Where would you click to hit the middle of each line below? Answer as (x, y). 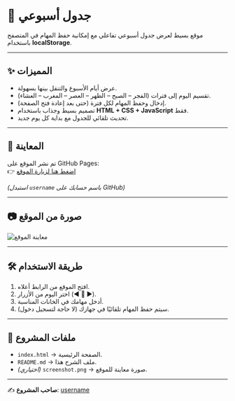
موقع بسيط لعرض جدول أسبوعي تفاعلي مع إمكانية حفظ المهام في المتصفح (105, 35)
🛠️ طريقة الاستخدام (45, 266)
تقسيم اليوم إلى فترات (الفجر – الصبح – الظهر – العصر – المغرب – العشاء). (114, 95)
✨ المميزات (30, 71)
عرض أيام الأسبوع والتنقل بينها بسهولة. (67, 87)
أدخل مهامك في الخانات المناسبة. (60, 302)
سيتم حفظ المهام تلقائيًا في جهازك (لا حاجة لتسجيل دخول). (93, 309)
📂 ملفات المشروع (42, 338)
